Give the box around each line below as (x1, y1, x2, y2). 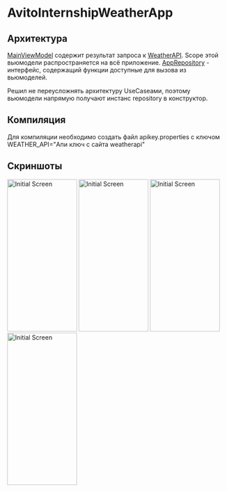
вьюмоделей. (7, 73, 47, 81)
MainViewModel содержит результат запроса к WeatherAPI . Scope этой (7, 51, 219, 59)
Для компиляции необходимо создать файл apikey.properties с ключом (7, 132, 221, 141)
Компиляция (7, 114, 66, 126)
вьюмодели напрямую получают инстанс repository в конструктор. (7, 94, 208, 102)
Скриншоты (7, 160, 63, 172)
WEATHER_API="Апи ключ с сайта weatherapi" (7, 140, 146, 148)
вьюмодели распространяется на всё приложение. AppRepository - (7, 58, 210, 67)
